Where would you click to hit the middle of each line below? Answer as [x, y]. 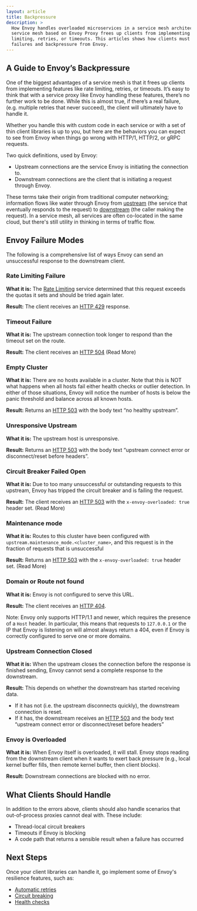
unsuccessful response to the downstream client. [66, 261]
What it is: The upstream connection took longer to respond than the [89, 335]
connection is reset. [38, 711]
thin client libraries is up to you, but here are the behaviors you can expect [96, 131]
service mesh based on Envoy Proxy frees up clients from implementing [101, 34]
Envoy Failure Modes [45, 240]
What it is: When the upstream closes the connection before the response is [98, 664]
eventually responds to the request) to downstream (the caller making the [95, 209]
